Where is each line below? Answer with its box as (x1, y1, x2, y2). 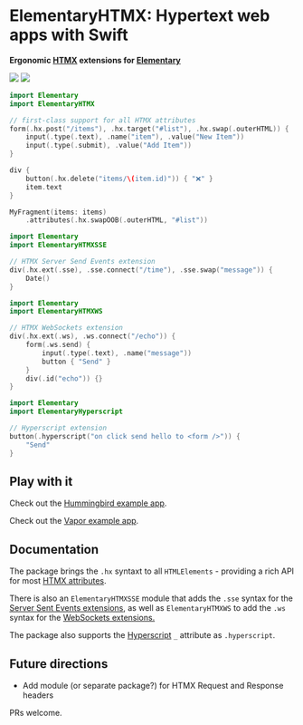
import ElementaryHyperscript (9, 407, 124, 417)
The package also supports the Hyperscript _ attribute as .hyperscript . (9, 630, 276, 641)
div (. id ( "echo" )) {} (25, 373, 103, 383)
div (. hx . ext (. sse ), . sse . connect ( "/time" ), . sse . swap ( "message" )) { (9, 265, 273, 275)
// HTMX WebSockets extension (9, 324, 124, 333)
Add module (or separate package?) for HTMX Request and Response (22, 681, 284, 691)
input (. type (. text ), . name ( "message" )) (42, 348, 193, 358)
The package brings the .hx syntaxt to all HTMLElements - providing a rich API (9, 565, 295, 576)
